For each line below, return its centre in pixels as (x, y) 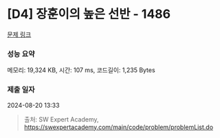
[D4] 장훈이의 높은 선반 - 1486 (89, 14)
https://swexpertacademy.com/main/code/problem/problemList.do (119, 127)
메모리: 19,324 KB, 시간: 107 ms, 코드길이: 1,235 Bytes (81, 70)
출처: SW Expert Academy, (61, 119)
